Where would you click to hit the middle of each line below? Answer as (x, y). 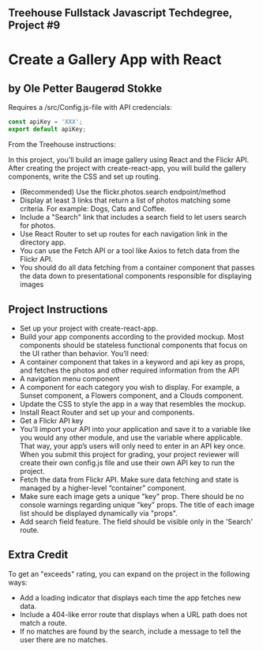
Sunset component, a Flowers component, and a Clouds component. (131, 396)
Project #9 (34, 26)
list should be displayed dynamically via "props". (98, 513)
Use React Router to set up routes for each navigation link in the (124, 234)
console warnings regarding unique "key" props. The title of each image (137, 505)
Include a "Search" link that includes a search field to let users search (133, 218)
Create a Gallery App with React (115, 59)
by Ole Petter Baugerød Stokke (85, 88)
